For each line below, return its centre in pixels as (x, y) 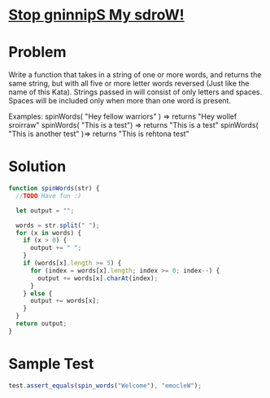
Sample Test (51, 364)
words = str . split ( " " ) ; (58, 225)
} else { (38, 293)
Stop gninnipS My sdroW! (96, 15)
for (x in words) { (49, 233)
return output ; (41, 324)
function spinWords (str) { (54, 189)
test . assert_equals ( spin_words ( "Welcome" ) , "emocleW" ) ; (105, 385)
